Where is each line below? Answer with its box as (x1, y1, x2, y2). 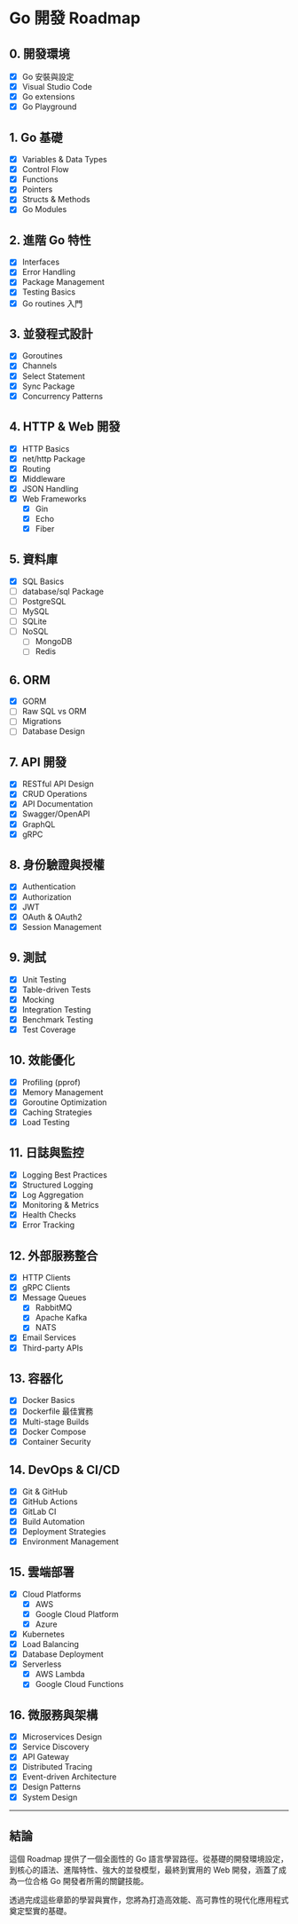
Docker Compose (21, 1426, 87, 1437)
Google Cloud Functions (35, 1679, 124, 1690)
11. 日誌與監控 (9, 1146, 84, 1161)
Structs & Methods (21, 194, 90, 205)
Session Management (21, 921, 102, 932)
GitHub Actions (21, 1496, 78, 1507)
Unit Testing (21, 974, 67, 985)
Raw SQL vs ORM (21, 706, 87, 717)
